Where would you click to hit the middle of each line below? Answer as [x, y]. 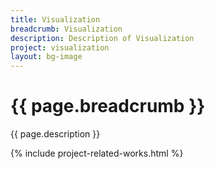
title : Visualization [55, 19]
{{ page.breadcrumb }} [108, 106]
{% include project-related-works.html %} [97, 153]
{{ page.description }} [55, 134]
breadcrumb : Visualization [66, 29]
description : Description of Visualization [102, 38]
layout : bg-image [46, 57]
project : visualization [60, 47]
